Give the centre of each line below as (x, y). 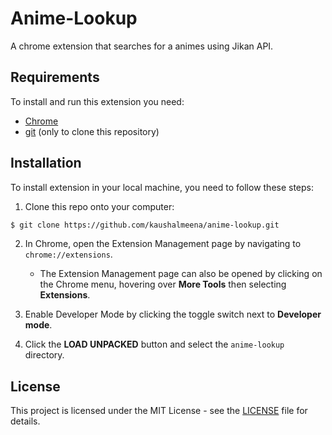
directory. (44, 355)
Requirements (55, 77)
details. (25, 421)
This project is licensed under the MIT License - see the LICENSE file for (159, 411)
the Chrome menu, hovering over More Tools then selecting (163, 284)
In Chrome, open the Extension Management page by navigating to (163, 244)
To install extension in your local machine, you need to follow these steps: (162, 187)
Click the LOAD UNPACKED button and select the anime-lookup (154, 344)
